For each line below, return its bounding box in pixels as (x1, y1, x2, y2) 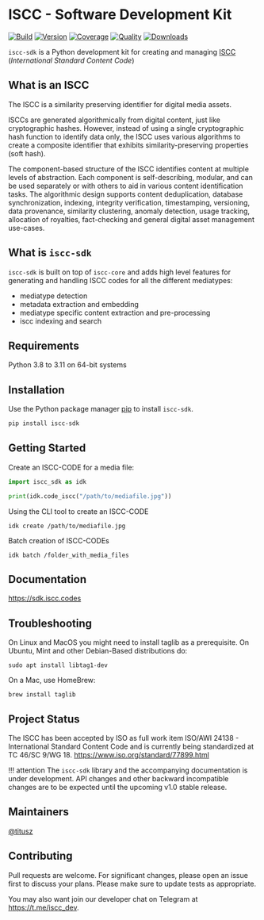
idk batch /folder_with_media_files (8, 551, 129, 559)
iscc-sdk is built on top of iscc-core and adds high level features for (8, 267, 231, 277)
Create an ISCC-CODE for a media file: (8, 462, 135, 472)
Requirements (8, 339, 79, 352)
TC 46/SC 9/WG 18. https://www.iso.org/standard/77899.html (8, 750, 210, 760)
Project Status (8, 712, 81, 726)
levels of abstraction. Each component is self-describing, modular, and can (8, 172, 254, 182)
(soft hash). (8, 148, 46, 158)
